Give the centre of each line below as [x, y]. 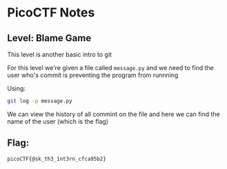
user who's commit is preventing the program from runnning [93, 75]
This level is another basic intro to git [60, 54]
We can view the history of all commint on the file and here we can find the [114, 114]
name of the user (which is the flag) [58, 121]
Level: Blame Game [49, 38]
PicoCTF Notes [51, 13]
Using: [17, 88]
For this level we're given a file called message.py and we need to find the [110, 68]
